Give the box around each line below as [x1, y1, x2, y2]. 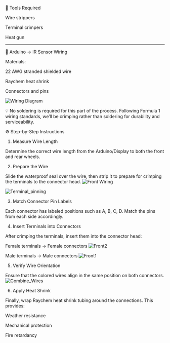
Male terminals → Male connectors [5, 253, 78, 258]
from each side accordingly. [5, 213, 64, 219]
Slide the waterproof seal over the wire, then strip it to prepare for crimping [5, 173, 162, 179]
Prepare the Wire [12, 164, 48, 169]
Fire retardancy [5, 332, 37, 338]
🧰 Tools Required [5, 5, 41, 11]
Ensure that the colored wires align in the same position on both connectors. [5, 273, 164, 278]
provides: [5, 303, 25, 309]
